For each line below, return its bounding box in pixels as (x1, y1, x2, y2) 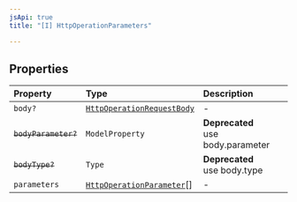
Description (202, 87, 254, 100)
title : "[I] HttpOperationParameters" (9, 21, 152, 30)
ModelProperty (85, 129, 145, 139)
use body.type (202, 164, 263, 176)
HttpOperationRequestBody (85, 103, 194, 114)
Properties (9, 61, 69, 76)
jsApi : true (9, 12, 53, 22)
